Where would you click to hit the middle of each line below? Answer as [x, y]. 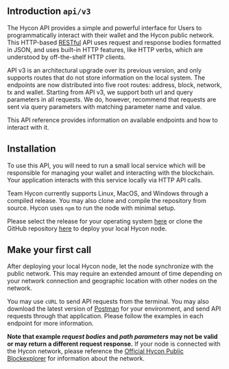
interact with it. [28, 127]
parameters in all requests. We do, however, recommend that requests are [112, 99]
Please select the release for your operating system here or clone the [105, 221]
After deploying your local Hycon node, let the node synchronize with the [110, 266]
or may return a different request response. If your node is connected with [114, 344]
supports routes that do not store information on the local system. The [106, 78]
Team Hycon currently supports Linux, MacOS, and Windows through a [108, 193]
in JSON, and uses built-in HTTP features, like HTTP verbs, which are [105, 49]
